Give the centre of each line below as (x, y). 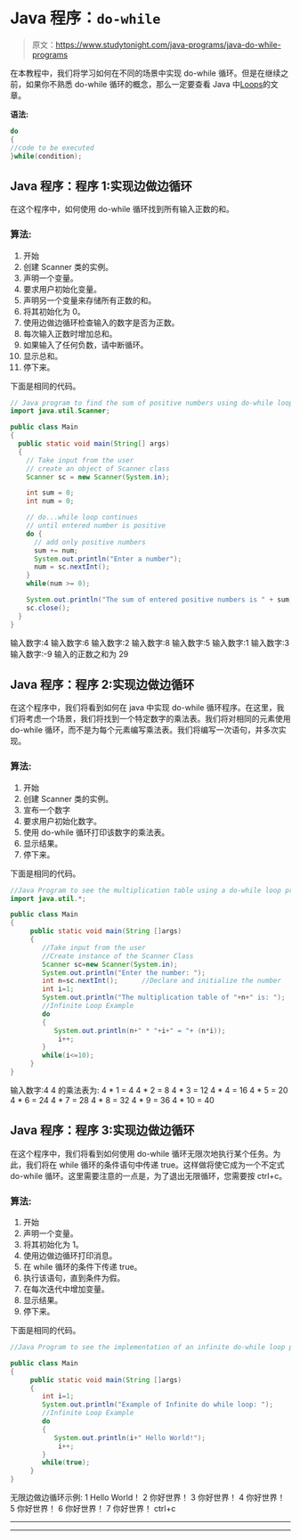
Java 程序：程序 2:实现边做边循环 (102, 684)
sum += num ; (56, 550)
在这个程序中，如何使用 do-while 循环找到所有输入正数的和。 (122, 209)
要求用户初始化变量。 (62, 289)
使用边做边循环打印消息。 (70, 1256)
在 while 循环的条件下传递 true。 (82, 1267)
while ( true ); (66, 1462)
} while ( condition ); (46, 156)
